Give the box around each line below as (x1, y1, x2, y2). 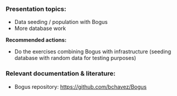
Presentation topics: (5, 5, 67, 13)
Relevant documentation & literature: (5, 70, 116, 78)
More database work (14, 25, 66, 32)
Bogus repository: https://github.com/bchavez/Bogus (14, 83, 147, 90)
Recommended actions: (5, 37, 67, 44)
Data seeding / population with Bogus (14, 19, 108, 26)
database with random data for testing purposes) (14, 55, 137, 62)
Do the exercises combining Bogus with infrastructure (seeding (14, 48, 172, 55)
